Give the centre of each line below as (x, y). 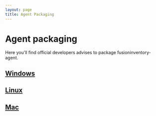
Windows (20, 73)
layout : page (19, 10)
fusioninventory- (134, 53)
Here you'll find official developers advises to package (61, 53)
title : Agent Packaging (30, 14)
